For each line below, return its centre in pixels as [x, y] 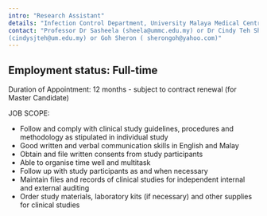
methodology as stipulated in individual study [94, 137]
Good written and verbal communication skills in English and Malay [130, 146]
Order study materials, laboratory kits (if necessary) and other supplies [136, 197]
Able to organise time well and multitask [85, 163]
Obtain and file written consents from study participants [111, 154]
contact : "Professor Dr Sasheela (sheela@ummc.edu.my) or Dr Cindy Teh [129, 30]
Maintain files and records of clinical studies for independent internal [132, 179]
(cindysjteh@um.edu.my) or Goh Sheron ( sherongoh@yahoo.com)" [115, 38]
